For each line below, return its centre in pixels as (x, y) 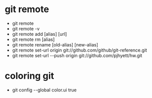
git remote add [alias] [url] (39, 34)
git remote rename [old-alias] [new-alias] (55, 44)
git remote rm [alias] (33, 39)
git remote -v (26, 28)
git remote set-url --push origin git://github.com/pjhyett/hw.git (77, 55)
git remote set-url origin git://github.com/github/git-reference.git (80, 50)
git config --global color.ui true (44, 90)
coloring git (29, 76)
